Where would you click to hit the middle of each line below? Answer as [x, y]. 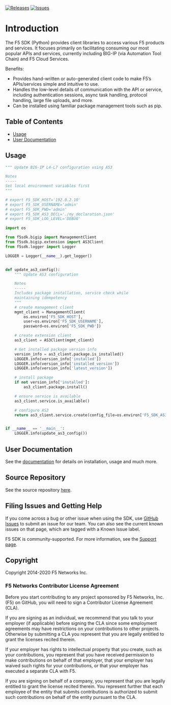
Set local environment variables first [48, 186]
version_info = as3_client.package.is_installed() [69, 354]
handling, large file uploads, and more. [53, 100]
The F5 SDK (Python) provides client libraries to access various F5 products [85, 42]
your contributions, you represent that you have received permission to [80, 654]
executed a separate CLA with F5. [41, 671]
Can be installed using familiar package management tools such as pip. [87, 106]
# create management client [44, 307]
